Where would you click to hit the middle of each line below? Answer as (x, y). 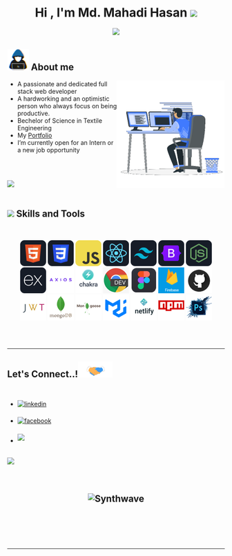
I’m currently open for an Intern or (65, 142)
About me (52, 67)
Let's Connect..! (42, 374)
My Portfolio (35, 135)
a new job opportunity (49, 150)
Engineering (34, 128)
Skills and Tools (50, 214)
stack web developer (47, 91)
